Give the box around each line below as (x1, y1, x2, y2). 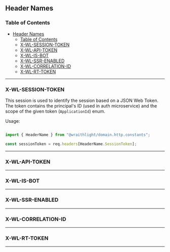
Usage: (5, 118, 20, 124)
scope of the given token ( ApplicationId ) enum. (5, 108, 105, 114)
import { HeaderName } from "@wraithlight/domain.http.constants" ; (5, 132, 151, 137)
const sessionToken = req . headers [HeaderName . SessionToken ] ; (5, 141, 137, 147)
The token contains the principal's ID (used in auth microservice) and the (5, 102, 157, 109)
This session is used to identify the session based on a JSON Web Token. (5, 97, 158, 103)
